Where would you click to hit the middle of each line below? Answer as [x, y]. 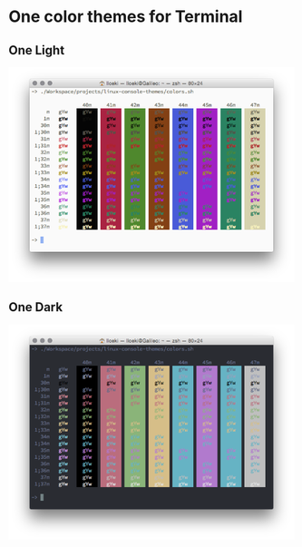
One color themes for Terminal [126, 17]
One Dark [36, 307]
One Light [37, 50]
